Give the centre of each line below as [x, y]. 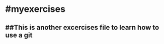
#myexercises [35, 9]
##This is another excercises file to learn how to [82, 27]
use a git [19, 35]
